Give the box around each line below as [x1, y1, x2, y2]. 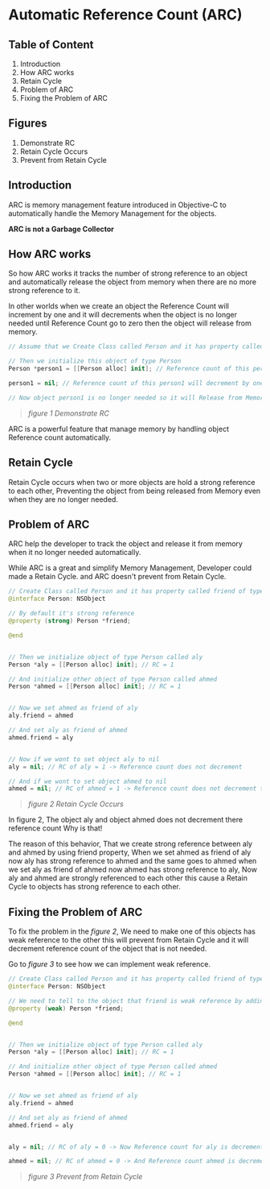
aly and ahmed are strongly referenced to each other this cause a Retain [8, 873, 247, 883]
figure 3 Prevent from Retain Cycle [27, 1172, 143, 1182]
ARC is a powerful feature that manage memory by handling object [8, 424, 229, 433]
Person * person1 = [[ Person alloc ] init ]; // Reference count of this [8, 365, 250, 373]
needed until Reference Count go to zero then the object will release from [8, 318, 252, 328]
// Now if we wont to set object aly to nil [8, 755, 160, 763]
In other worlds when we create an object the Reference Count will [8, 301, 229, 311]
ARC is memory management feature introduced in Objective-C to [8, 200, 227, 209]
